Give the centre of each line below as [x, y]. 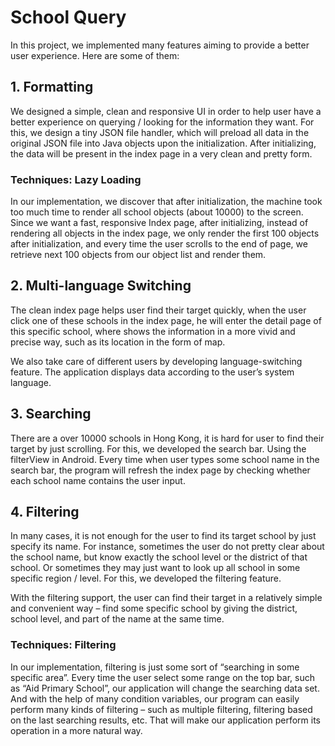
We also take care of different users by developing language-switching [156, 361]
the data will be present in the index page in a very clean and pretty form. [161, 153]
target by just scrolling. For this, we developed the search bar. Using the [158, 448]
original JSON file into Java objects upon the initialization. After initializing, [163, 143]
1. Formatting [52, 87]
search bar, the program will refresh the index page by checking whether [160, 470]
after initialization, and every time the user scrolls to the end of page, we [159, 244]
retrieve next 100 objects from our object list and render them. [138, 255]
